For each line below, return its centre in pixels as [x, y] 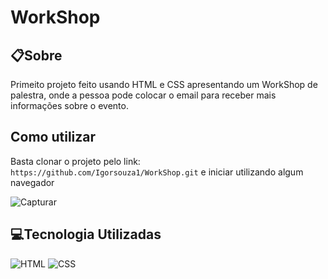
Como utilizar [53, 137]
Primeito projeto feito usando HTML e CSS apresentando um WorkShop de [164, 84]
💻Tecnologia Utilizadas [86, 234]
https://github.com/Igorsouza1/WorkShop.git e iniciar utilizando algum [157, 172]
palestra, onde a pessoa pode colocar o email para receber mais [143, 95]
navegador [32, 182]
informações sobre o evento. [69, 105]
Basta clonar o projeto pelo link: [75, 161]
